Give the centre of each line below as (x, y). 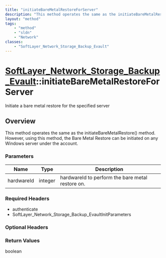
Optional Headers (27, 227)
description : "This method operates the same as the (61, 14)
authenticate (25, 209)
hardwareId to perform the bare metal (104, 177)
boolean (14, 251)
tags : (11, 23)
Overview (21, 121)
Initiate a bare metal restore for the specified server (58, 106)
